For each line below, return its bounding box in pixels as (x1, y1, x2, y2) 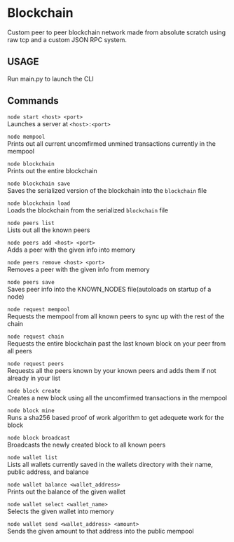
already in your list (7, 374, 61, 382)
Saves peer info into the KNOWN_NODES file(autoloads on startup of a (7, 285, 212, 293)
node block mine (7, 407, 55, 414)
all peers (7, 346, 33, 355)
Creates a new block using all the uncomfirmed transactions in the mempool (7, 393, 228, 402)
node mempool (7, 133, 46, 140)
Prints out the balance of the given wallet (7, 487, 126, 496)
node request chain (7, 333, 64, 340)
